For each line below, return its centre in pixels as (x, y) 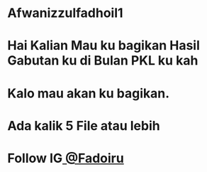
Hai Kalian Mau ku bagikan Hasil (104, 46)
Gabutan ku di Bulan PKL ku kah (103, 61)
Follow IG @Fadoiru (66, 158)
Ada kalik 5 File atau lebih (84, 125)
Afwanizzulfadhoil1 (65, 13)
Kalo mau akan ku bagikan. (89, 93)
